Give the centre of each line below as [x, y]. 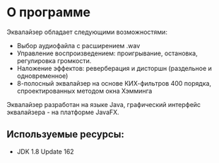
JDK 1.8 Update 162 [46, 151]
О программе [49, 12]
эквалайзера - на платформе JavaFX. [63, 112]
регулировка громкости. [54, 60]
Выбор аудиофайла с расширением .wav [78, 45]
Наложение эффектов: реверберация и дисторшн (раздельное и [114, 68]
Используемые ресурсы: [65, 134]
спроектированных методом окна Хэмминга [84, 91]
